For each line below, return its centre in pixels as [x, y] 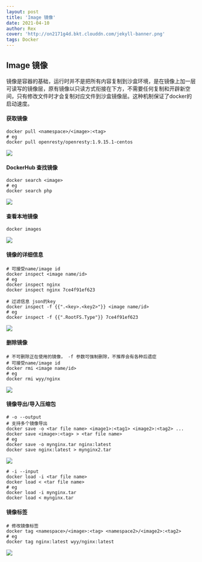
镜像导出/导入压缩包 [31, 404]
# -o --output [24, 417]
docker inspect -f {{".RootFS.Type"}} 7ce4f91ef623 [72, 317]
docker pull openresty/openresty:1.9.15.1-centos [70, 142]
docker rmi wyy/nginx [33, 379]
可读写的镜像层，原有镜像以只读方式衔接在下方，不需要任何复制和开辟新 [96, 88]
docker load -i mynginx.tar [41, 493]
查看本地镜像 [22, 216]
